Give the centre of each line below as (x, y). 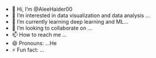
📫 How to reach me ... (39, 35)
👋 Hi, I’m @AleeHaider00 (42, 9)
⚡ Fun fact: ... (28, 50)
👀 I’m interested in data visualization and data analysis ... (81, 15)
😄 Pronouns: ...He (34, 43)
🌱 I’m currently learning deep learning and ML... (70, 22)
